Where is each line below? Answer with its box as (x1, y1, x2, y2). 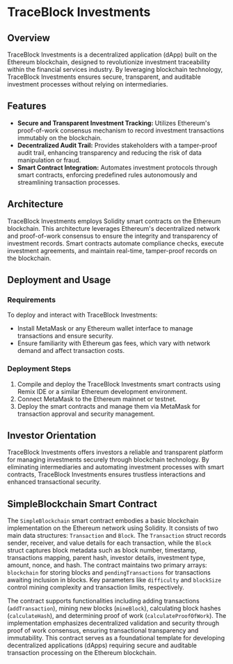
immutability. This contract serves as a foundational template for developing (7, 634, 225, 642)
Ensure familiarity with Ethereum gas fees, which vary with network (17, 339, 211, 347)
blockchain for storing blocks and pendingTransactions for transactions (7, 568, 211, 577)
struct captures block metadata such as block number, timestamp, (7, 546, 197, 554)
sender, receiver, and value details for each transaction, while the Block (7, 538, 212, 548)
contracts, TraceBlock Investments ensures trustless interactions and (7, 470, 206, 478)
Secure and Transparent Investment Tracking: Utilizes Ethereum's (17, 119, 211, 127)
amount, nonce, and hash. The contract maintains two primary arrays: (7, 561, 207, 569)
